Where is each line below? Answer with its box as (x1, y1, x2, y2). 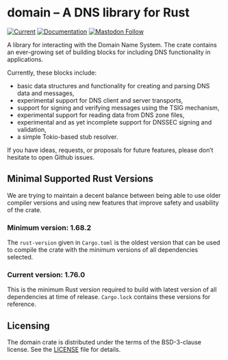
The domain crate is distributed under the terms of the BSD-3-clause (7, 338, 202, 346)
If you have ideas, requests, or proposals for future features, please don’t (7, 146, 214, 154)
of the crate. (7, 205, 42, 214)
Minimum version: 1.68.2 (7, 222, 92, 232)
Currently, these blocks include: (7, 68, 97, 77)
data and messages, (16, 89, 75, 97)
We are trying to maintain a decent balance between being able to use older (7, 191, 221, 199)
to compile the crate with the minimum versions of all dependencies (7, 246, 199, 254)
